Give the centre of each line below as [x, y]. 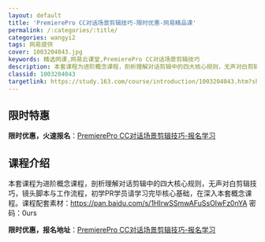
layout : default [35, 15]
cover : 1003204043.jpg [45, 52]
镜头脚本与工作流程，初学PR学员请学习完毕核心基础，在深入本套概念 [133, 193]
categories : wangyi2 [42, 37]
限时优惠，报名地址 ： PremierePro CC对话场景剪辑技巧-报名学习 [112, 230]
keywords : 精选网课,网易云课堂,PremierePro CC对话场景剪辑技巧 [104, 60]
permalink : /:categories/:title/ [63, 30]
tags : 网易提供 [31, 45]
